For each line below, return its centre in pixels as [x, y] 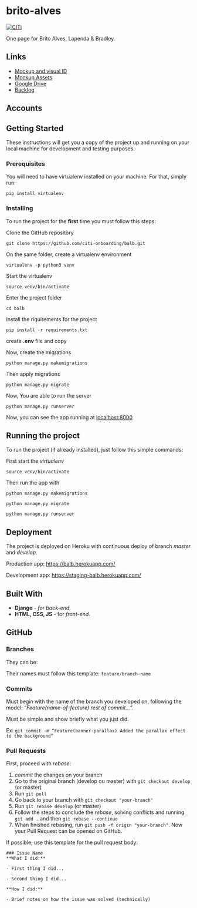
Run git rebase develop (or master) [58, 806]
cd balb [16, 308]
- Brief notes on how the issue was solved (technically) [78, 900]
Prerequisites [26, 164]
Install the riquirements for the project [52, 319]
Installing [20, 208]
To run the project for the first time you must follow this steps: [81, 221]
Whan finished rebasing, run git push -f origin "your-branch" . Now [98, 825]
